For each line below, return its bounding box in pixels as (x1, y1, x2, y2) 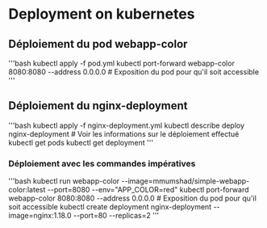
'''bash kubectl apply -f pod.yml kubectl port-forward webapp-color (8, 58, 236, 68)
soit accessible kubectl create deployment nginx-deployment (8, 202, 212, 212)
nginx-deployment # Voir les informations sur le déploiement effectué (8, 129, 240, 138)
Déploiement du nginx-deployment (8, 99, 188, 113)
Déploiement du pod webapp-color (8, 37, 188, 51)
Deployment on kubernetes (8, 5, 195, 23)
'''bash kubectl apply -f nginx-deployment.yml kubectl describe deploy (8, 120, 244, 130)
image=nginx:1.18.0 (8, 211, 72, 221)
